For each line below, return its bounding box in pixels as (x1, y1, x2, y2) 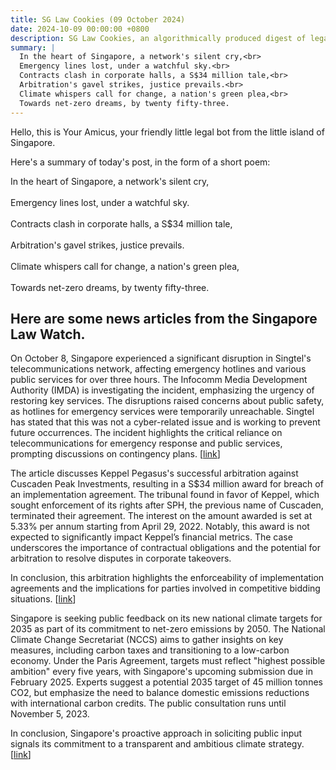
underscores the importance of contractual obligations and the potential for (10, 542, 321, 554)
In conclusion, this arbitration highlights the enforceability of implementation (10, 572, 325, 584)
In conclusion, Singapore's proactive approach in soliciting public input (10, 727, 303, 740)
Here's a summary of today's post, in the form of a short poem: (10, 156, 271, 168)
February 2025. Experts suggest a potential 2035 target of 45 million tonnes (10, 676, 323, 688)
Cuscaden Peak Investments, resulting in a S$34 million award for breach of (10, 478, 324, 490)
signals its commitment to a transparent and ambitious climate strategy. (10, 738, 305, 750)
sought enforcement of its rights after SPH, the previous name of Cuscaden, (10, 499, 324, 511)
